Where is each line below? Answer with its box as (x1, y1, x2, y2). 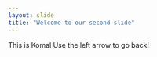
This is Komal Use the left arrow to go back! (8, 40, 149, 49)
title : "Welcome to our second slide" (8, 19, 135, 27)
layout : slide (8, 11, 55, 20)
